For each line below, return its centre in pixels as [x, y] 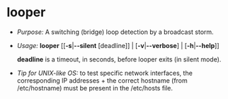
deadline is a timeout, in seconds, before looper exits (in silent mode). [119, 59]
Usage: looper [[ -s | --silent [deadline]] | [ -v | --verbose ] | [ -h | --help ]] [118, 45]
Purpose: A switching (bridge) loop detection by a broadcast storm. [115, 32]
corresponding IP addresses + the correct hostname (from [102, 80]
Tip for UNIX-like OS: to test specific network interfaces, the [104, 73]
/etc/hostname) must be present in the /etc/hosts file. [95, 88]
